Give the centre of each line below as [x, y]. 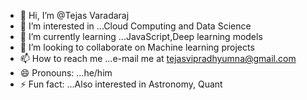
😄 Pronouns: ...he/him [66, 73]
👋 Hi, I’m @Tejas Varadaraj [74, 15]
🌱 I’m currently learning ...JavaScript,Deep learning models [141, 36]
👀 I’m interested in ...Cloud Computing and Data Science [135, 26]
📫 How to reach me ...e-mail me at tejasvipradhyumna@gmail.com [158, 58]
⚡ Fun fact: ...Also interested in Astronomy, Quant [121, 84]
